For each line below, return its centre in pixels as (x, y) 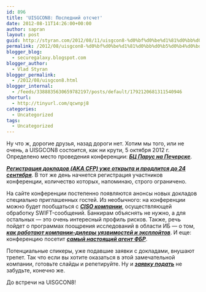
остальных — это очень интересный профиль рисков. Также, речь (93, 220)
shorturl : (19, 98)
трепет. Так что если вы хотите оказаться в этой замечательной (91, 258)
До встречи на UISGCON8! (41, 282)
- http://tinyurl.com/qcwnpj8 (50, 103)
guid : (13, 40)
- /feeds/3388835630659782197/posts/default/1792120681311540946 (97, 92)
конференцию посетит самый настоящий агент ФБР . (77, 239)
